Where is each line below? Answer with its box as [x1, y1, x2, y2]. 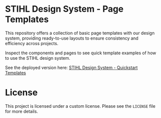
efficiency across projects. [5, 40, 59, 46]
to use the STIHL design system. [5, 55, 71, 61]
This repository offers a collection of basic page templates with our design [5, 30, 155, 36]
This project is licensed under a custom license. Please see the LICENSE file [5, 103, 156, 109]
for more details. [5, 108, 38, 114]
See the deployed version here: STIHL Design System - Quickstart [5, 65, 138, 71]
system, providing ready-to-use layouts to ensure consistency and [5, 35, 139, 41]
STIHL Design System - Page [5, 3, 123, 15]
